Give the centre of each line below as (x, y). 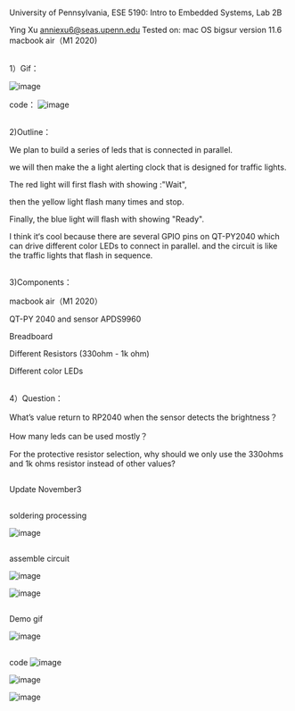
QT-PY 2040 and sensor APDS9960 (75, 319)
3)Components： (41, 282)
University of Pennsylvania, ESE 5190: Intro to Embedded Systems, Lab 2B (146, 13)
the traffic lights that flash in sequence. (81, 255)
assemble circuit (39, 558)
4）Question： (37, 398)
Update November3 (45, 489)
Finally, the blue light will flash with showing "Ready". (107, 219)
